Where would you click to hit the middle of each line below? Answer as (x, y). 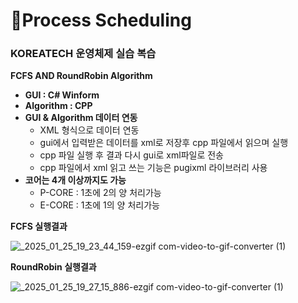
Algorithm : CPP (58, 106)
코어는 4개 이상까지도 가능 (75, 180)
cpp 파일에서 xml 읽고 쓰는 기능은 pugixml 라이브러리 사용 (153, 168)
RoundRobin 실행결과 (53, 267)
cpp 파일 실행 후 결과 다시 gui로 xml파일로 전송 (131, 155)
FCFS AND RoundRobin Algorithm (81, 76)
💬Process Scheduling (101, 20)
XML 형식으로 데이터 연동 (89, 130)
